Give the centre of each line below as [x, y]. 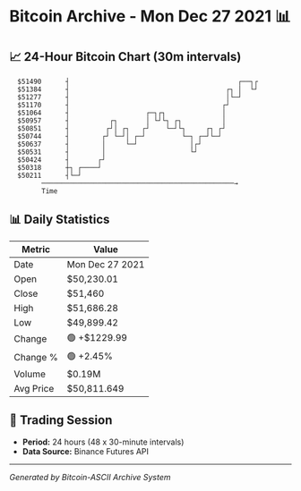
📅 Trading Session [61, 420]
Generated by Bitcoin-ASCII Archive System [90, 477]
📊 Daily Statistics [60, 220]
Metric [36, 249]
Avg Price [34, 388]
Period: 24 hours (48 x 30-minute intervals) [103, 442]
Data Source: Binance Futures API [86, 451]
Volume [30, 374]
